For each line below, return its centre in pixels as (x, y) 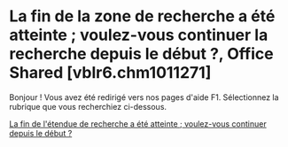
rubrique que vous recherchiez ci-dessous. (88, 106)
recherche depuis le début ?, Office (141, 54)
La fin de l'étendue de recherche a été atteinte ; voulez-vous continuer (138, 124)
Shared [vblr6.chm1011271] (110, 73)
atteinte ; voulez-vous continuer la (139, 35)
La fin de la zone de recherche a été (142, 16)
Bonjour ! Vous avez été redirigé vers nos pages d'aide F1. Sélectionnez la (144, 97)
